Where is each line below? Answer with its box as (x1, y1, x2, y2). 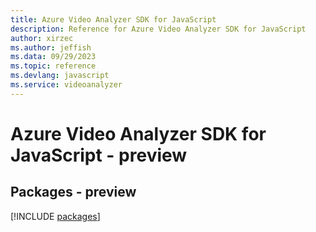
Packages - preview (10, 184, 137, 201)
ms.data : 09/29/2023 (10, 52, 97, 62)
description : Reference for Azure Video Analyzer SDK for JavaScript (10, 24, 307, 34)
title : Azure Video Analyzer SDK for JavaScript (10, 14, 217, 25)
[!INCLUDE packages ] (10, 210, 101, 222)
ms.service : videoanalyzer (10, 80, 123, 90)
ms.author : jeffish (10, 42, 92, 53)
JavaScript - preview (10, 144, 188, 166)
